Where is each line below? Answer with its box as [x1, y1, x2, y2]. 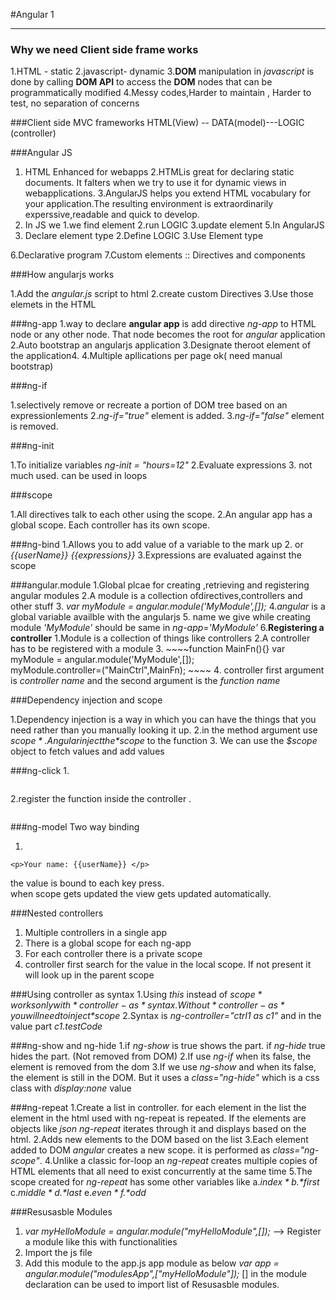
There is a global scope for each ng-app [24, 937, 192, 949]
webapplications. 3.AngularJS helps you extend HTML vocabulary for [24, 187, 312, 199]
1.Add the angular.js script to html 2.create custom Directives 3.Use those [10, 288, 314, 300]
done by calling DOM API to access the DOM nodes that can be [10, 76, 273, 88]
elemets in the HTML [10, 299, 97, 311]
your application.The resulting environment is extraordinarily [24, 198, 274, 210]
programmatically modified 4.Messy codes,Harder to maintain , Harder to [10, 87, 312, 99]
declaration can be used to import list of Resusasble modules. [24, 1279, 280, 1291]
